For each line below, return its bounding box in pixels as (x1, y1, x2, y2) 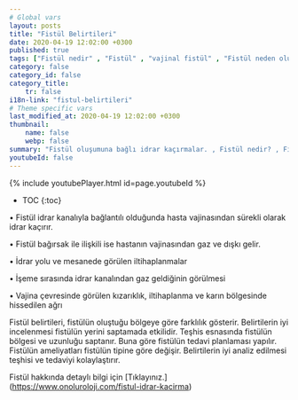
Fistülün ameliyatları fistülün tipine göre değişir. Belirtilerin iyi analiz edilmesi (9, 345, 286, 356)
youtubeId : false (9, 153, 74, 162)
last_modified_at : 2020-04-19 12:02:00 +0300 (9, 112, 180, 121)
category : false (9, 63, 69, 72)
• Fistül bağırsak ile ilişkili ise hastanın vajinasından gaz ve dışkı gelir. (9, 239, 262, 249)
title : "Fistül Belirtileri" (9, 29, 117, 38)
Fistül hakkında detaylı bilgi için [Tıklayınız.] (9, 372, 168, 382)
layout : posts (9, 21, 62, 30)
